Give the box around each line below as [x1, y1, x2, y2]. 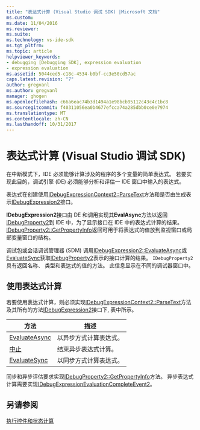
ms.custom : [6, 15, 34, 21]
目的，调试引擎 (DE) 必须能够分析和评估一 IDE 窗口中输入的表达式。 [16, 178, 185, 185]
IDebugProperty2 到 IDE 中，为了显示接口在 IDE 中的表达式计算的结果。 [6, 219, 183, 226]
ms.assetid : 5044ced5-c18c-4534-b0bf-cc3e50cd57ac [6, 71, 136, 77]
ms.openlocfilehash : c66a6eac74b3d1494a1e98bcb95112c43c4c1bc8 [6, 99, 169, 105]
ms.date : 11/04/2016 [6, 20, 58, 26]
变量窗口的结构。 [11, 234, 54, 241]
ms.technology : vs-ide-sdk [6, 37, 74, 43]
